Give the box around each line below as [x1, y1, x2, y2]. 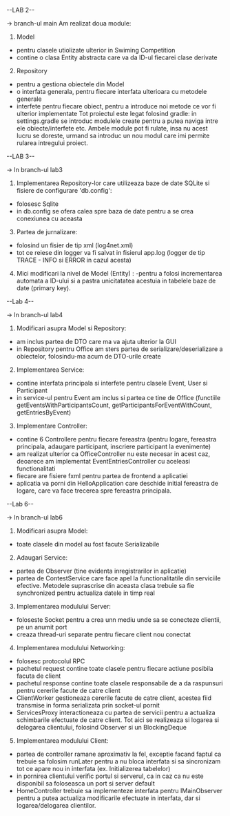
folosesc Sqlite [16, 200, 59, 208]
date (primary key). [16, 284, 71, 292]
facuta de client [16, 672, 61, 680]
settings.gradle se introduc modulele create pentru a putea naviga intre [16, 117, 218, 125]
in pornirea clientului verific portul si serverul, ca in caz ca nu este [16, 772, 204, 780]
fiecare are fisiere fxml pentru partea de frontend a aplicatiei [16, 472, 188, 480]
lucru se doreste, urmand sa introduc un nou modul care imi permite [16, 131, 210, 140]
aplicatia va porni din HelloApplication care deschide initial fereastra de [16, 480, 218, 487]
